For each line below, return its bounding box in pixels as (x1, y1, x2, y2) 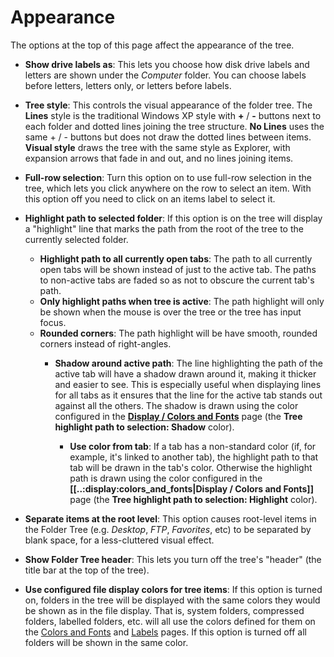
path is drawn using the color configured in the (69, 472, 263, 484)
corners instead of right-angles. (39, 337, 172, 350)
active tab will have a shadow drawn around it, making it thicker (54, 367, 317, 380)
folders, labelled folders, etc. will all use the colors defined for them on (24, 615, 316, 627)
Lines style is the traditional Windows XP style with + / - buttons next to (24, 109, 322, 121)
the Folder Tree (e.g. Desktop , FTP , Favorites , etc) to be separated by (24, 523, 312, 535)
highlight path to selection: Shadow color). (54, 421, 235, 433)
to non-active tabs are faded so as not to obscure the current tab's (39, 274, 315, 286)
